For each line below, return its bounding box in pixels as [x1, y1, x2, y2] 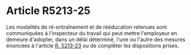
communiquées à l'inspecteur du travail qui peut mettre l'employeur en [6, 29, 177, 36]
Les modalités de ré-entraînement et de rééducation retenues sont [6, 23, 167, 30]
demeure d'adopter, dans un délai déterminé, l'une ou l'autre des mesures [6, 36, 186, 43]
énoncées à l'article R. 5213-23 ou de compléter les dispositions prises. [6, 42, 179, 49]
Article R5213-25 [6, 4, 91, 18]
